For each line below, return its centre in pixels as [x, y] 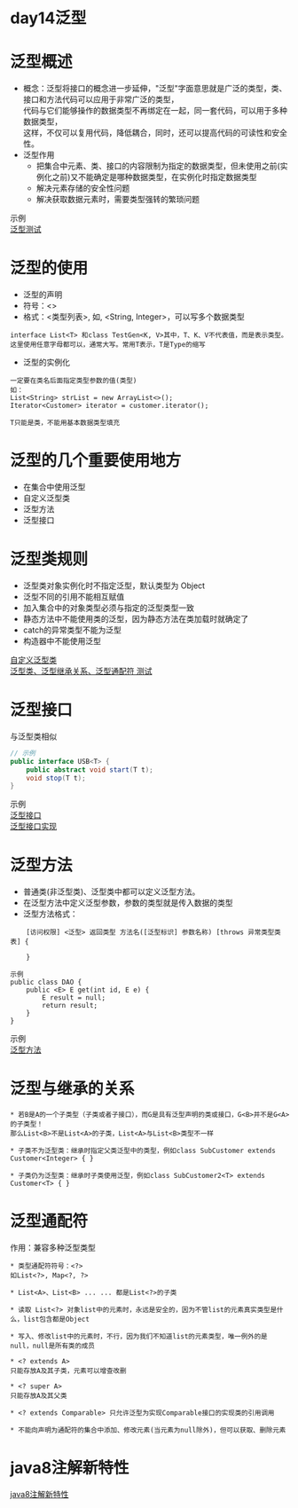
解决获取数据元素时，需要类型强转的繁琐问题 [118, 200]
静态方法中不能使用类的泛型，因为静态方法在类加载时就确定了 [136, 618]
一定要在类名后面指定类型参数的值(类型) [74, 381]
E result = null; [74, 998]
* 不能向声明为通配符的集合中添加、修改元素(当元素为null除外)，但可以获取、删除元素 [148, 1430]
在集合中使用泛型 [54, 487]
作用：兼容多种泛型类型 [53, 1248]
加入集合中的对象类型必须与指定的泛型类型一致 [108, 608]
